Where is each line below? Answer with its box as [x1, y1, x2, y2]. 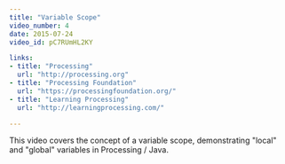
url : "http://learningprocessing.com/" [17, 103, 165, 112]
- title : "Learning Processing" [9, 95, 129, 104]
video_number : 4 [9, 21, 69, 30]
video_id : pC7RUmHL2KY [9, 37, 93, 47]
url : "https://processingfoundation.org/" [17, 86, 177, 96]
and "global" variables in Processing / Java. [9, 144, 169, 155]
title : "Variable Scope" [9, 12, 101, 22]
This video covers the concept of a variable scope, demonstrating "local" [9, 135, 277, 146]
